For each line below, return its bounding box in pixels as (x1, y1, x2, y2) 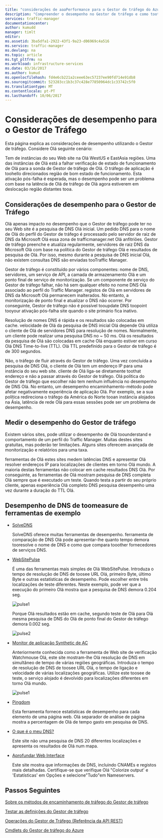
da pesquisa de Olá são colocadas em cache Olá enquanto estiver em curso (5, 338, 158, 344)
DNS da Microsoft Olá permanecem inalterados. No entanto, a (5, 293, 129, 298)
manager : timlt (5, 30, 36, 35)
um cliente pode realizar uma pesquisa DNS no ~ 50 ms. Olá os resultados (5, 333, 154, 338)
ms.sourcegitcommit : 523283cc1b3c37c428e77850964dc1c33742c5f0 (5, 79, 136, 84)
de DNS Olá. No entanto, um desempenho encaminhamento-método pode (5, 384, 154, 390)
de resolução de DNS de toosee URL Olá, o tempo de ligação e (12, 665, 138, 670)
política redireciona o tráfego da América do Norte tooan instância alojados (5, 394, 155, 400)
